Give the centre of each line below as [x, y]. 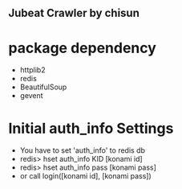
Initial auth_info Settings [91, 128]
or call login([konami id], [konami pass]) [86, 176]
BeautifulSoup [43, 87]
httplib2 [32, 70]
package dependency [82, 48]
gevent [31, 96]
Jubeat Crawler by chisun [74, 13]
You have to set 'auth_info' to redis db [83, 150]
